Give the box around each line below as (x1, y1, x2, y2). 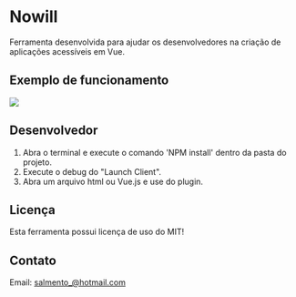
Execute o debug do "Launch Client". (22, 166, 162, 177)
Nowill (9, 6, 58, 27)
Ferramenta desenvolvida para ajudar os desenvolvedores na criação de (9, 36, 281, 47)
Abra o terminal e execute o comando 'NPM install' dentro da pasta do (22, 147, 287, 158)
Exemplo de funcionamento (9, 73, 169, 88)
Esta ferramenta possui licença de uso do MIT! (9, 226, 185, 238)
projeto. (22, 157, 53, 168)
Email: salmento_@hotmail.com (9, 277, 126, 288)
